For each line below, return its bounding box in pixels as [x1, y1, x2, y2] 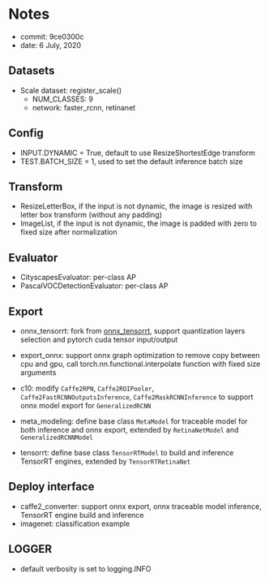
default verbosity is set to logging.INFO [19, 563, 152, 573]
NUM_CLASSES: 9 [32, 94, 93, 104]
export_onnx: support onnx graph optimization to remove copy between [19, 351, 261, 360]
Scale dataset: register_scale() [19, 85, 122, 95]
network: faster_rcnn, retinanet [32, 102, 136, 112]
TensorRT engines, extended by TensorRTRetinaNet [19, 456, 191, 466]
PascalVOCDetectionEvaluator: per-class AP [19, 281, 169, 291]
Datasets [8, 64, 55, 78]
